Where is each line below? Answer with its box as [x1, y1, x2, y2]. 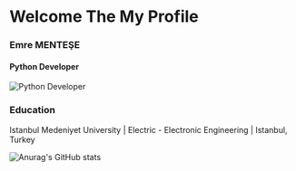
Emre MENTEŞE [9, 39, 80, 52]
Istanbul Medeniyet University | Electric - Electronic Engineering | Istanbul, [9, 124, 288, 135]
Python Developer [9, 61, 80, 71]
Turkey [9, 134, 35, 145]
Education [9, 104, 56, 117]
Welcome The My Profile [9, 6, 199, 27]
